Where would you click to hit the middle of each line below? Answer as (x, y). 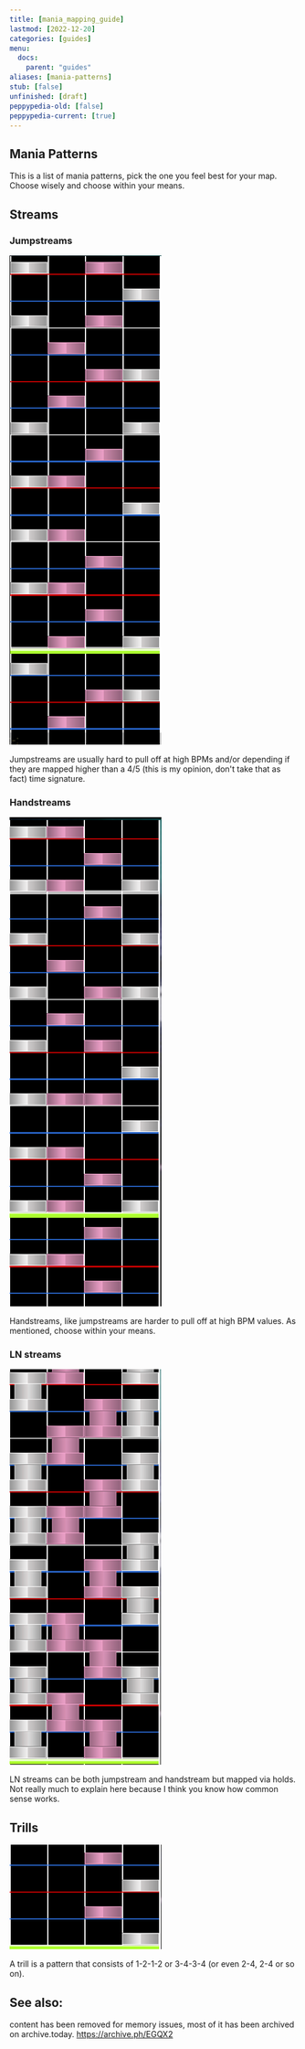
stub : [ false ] (37, 87)
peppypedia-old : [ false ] (57, 106)
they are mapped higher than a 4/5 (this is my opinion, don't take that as (145, 769)
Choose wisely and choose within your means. (97, 186)
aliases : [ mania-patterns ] (61, 78)
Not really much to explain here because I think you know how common (144, 1789)
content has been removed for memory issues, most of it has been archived (152, 2024)
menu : (20, 48)
